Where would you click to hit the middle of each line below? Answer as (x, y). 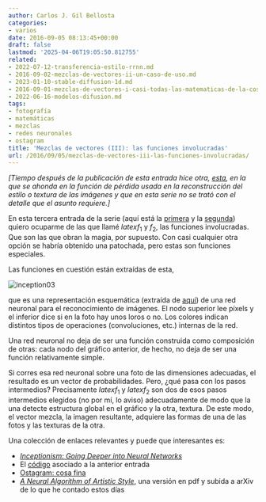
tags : (17, 104)
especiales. (27, 254)
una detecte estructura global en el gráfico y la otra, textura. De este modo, (131, 408)
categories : (28, 23)
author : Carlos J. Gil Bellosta (61, 15)
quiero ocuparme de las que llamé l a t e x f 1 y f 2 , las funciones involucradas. (129, 228)
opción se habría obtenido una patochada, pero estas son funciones (120, 245)
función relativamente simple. (57, 358)
